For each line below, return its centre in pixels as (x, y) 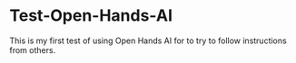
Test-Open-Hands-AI (91, 16)
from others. (33, 49)
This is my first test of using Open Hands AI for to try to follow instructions (148, 40)
